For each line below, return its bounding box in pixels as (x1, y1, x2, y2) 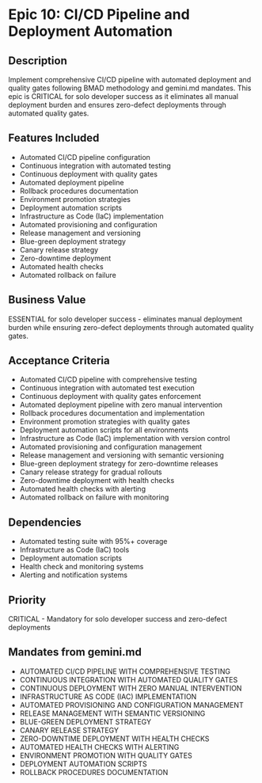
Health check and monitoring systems (19, 562, 144, 572)
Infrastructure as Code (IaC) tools (19, 545, 130, 555)
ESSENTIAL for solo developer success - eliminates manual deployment (8, 314, 243, 324)
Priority (8, 593, 46, 606)
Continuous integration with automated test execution (19, 383, 196, 393)
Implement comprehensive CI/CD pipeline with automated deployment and (8, 75, 252, 84)
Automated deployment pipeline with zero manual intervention (19, 400, 223, 409)
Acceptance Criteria (8, 354, 110, 367)
